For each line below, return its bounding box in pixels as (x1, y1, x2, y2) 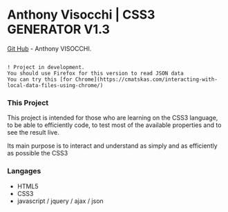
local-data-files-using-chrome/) (7, 81, 104, 89)
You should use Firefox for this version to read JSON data (7, 70, 184, 77)
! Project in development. (7, 64, 85, 70)
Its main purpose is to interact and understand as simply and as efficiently (7, 142, 218, 150)
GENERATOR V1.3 (7, 21, 111, 37)
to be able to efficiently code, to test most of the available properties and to (7, 121, 222, 129)
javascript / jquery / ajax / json (17, 197, 104, 205)
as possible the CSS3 (7, 149, 68, 157)
